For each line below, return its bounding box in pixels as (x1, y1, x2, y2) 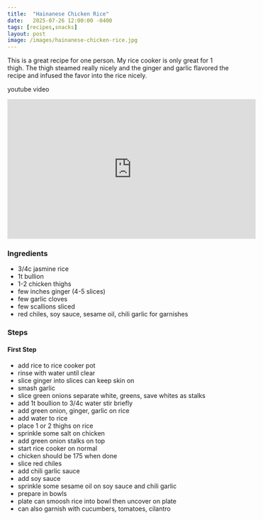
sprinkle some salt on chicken (17, 428, 105, 437)
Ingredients (7, 249, 48, 259)
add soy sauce (17, 474, 61, 482)
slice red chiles (17, 459, 62, 468)
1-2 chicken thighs (17, 280, 72, 288)
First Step (7, 345, 37, 353)
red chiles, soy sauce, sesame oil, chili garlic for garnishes (17, 310, 189, 319)
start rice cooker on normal (17, 444, 98, 453)
